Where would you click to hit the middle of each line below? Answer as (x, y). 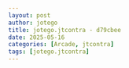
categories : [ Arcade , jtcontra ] (61, 45)
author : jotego (33, 23)
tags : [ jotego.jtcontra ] (49, 52)
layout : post (29, 15)
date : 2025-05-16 (37, 37)
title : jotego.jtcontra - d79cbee (65, 30)
